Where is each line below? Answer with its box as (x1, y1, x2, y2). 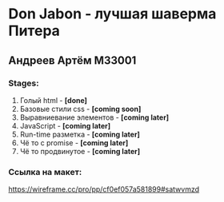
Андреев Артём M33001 (8, 53, 137, 67)
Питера (8, 22, 60, 40)
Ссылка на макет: (8, 166, 82, 177)
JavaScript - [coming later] (19, 121, 111, 130)
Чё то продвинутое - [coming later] (19, 146, 141, 156)
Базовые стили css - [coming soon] (19, 104, 142, 113)
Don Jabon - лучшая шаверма (8, 5, 217, 23)
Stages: (8, 77, 39, 89)
